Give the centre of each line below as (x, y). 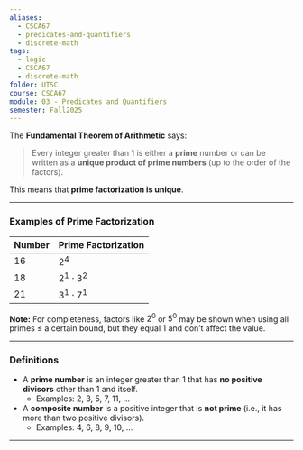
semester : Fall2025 (46, 110)
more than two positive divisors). (83, 418)
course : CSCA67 (38, 93)
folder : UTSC (34, 85)
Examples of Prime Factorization (82, 222)
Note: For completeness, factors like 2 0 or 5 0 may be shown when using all (149, 318)
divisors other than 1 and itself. (80, 390)
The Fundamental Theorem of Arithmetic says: (98, 135)
